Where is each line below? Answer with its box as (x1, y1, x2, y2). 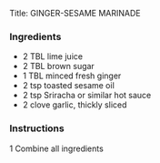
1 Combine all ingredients (9, 143, 105, 154)
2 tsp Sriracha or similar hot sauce (22, 90, 152, 101)
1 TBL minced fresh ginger (22, 70, 122, 81)
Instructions (9, 122, 65, 135)
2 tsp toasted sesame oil (22, 80, 115, 91)
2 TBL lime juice (22, 51, 84, 62)
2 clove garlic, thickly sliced (22, 99, 127, 110)
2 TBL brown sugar (22, 61, 95, 72)
